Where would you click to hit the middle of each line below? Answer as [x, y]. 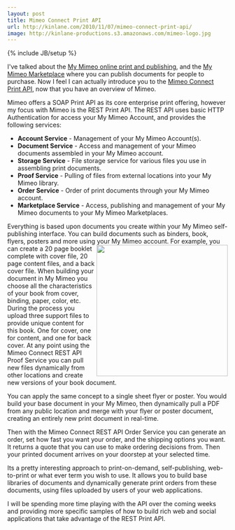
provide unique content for [46, 323]
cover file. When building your [51, 271]
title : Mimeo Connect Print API [54, 20]
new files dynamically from [46, 368]
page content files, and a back [51, 264]
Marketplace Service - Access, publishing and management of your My [121, 205]
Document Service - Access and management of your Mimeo [107, 146]
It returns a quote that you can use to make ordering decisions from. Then [114, 447]
